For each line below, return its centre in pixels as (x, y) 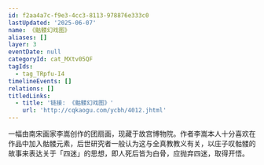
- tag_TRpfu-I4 (40, 74)
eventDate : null (35, 52)
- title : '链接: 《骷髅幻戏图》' (64, 103)
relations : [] (31, 88)
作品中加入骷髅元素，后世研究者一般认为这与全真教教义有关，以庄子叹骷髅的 (132, 143)
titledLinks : (29, 96)
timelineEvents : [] (40, 81)
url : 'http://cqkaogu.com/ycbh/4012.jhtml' (95, 111)
